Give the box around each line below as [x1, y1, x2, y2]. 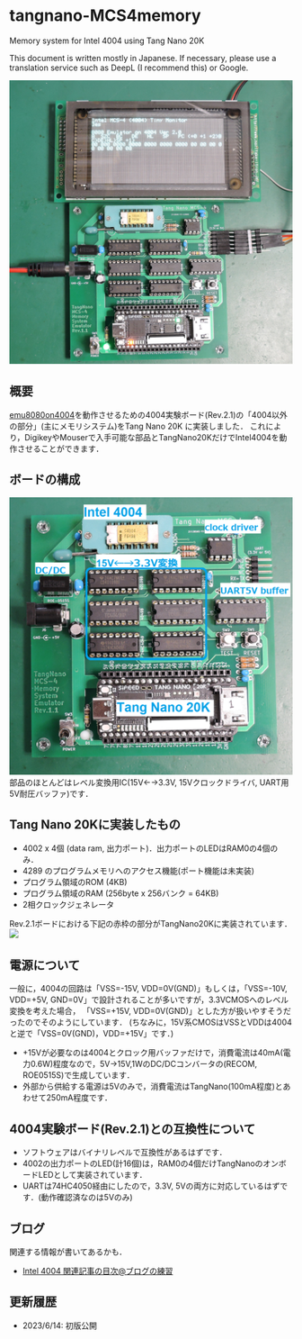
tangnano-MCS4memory [9, 5, 201, 26]
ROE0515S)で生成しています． [22, 1070, 135, 1081]
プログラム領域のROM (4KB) [22, 876, 128, 887]
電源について [9, 957, 81, 973]
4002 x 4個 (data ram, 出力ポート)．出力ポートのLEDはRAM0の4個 [22, 843, 271, 854]
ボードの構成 [9, 472, 81, 487]
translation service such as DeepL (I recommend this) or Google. [9, 62, 249, 73]
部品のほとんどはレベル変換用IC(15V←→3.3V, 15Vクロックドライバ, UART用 [9, 776, 289, 788]
